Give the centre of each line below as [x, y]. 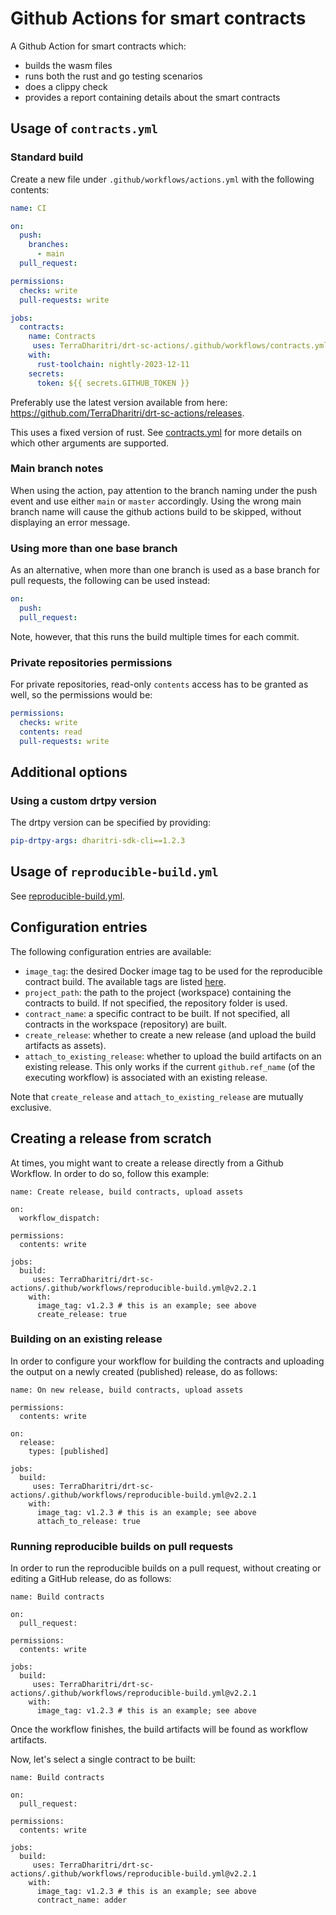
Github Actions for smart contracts [158, 18]
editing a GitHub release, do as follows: [91, 1579]
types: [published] [69, 1451]
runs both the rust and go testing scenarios [113, 76]
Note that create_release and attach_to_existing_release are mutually [157, 1096]
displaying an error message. [70, 522]
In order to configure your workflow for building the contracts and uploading [167, 1361]
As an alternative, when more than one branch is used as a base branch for [165, 570]
